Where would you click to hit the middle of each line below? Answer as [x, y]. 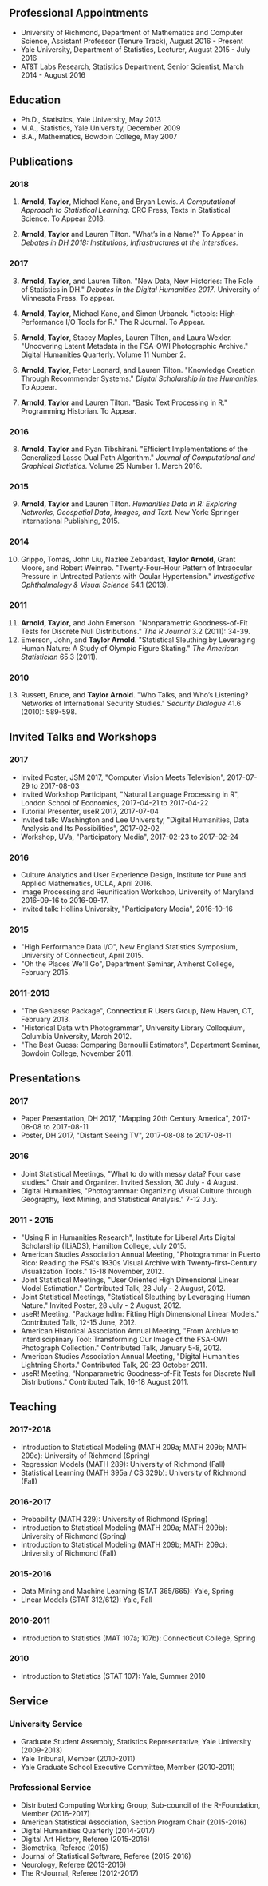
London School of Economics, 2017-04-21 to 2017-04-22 [114, 802]
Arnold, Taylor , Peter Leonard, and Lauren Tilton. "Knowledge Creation [138, 370]
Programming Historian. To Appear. [79, 410]
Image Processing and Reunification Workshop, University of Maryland [137, 892]
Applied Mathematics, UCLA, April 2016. [86, 884]
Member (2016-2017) [55, 1813]
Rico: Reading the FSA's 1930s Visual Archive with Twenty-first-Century [139, 1262]
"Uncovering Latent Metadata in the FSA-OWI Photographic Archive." [134, 346]
